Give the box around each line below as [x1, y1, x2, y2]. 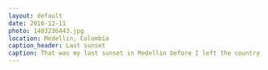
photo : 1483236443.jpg [8, 27, 84, 35]
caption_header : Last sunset [8, 42, 106, 50]
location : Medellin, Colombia [8, 34, 110, 43]
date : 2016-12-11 [8, 19, 67, 27]
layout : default [8, 11, 63, 20]
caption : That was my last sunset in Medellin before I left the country [8, 49, 261, 57]
